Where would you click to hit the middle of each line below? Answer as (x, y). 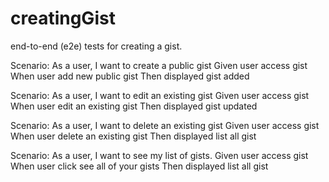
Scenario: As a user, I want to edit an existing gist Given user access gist (160, 95)
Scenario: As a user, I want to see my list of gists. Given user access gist (159, 155)
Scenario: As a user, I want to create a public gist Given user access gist (159, 65)
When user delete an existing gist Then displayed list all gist (133, 136)
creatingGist (63, 18)
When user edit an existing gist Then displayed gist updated (134, 106)
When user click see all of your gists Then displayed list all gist (139, 166)
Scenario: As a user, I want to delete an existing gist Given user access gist (165, 125)
